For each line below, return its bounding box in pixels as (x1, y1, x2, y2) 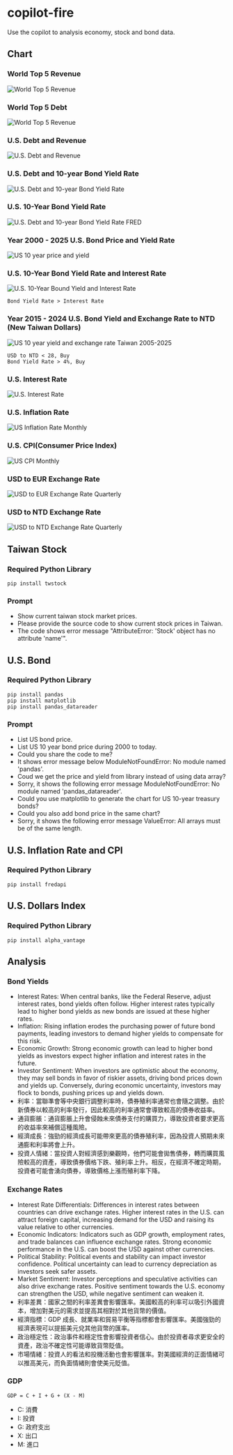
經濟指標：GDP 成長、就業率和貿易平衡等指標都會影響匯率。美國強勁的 (17, 1315, 221, 1323)
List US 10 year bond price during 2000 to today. (17, 742, 157, 751)
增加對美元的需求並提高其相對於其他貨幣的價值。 (29, 1306, 170, 1315)
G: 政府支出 (17, 1422, 51, 1431)
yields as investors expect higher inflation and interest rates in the (17, 1051, 207, 1060)
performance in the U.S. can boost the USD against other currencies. (17, 1244, 216, 1253)
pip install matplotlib (7, 697, 77, 704)
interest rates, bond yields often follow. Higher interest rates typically (17, 1000, 215, 1008)
